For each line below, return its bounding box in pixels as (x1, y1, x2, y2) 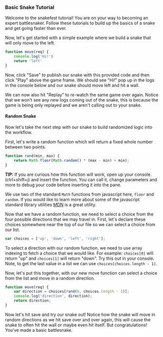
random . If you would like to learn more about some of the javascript (5, 196, 140, 202)
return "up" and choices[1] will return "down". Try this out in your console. (5, 255, 155, 261)
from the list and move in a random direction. (5, 275, 95, 281)
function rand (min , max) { (5, 153, 60, 158)
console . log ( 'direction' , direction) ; (14, 294, 92, 299)
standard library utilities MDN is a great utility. (5, 202, 96, 208)
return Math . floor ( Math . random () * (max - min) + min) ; (14, 158, 130, 163)
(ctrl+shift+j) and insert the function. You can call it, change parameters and (5, 176, 157, 182)
